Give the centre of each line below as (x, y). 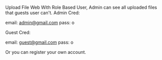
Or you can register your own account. (46, 52)
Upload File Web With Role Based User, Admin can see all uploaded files (81, 7)
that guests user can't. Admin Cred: (43, 13)
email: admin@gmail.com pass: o (40, 23)
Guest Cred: (18, 32)
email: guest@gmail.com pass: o (39, 42)
